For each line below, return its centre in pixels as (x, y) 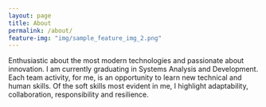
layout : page (30, 16)
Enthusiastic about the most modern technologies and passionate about (126, 61)
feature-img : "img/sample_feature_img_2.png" (85, 38)
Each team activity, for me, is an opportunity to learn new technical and (125, 77)
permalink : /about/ (41, 30)
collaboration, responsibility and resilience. (78, 95)
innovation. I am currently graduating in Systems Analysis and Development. (133, 69)
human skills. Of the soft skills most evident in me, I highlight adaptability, (128, 86)
